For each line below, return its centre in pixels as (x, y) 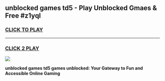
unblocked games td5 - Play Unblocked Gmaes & (81, 8)
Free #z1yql (23, 16)
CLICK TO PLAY (24, 30)
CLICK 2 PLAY (22, 48)
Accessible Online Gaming (33, 73)
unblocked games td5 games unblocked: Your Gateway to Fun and (74, 68)
